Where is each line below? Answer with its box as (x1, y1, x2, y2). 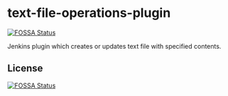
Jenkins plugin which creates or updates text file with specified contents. (7, 42, 222, 50)
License (7, 62, 43, 75)
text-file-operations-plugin (7, 5, 171, 21)
